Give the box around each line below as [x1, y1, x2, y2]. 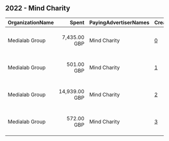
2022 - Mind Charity [5, 4, 70, 13]
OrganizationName [8, 19, 54, 26]
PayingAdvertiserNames [89, 19, 150, 26]
